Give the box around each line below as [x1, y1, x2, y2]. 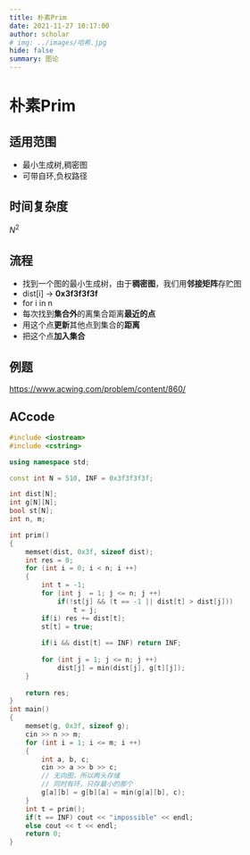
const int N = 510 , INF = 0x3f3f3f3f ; [9, 474, 154, 483]
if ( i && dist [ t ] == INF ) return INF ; [41, 639, 181, 648]
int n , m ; [9, 515, 46, 524]
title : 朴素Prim [9, 12, 67, 22]
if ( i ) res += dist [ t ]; [41, 613, 126, 623]
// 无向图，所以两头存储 [41, 771, 121, 781]
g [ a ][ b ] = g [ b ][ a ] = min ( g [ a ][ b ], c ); [41, 788, 186, 797]
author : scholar [9, 29, 70, 38]
